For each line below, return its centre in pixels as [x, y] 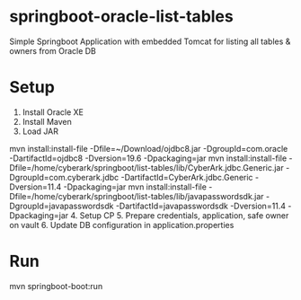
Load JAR [40, 131]
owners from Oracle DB [53, 50]
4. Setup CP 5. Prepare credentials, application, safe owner [180, 215]
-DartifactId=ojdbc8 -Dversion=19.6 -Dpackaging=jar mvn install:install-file [148, 158]
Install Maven [47, 121]
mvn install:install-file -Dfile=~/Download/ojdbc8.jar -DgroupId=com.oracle [149, 148]
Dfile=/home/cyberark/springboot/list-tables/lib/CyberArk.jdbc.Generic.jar [147, 167]
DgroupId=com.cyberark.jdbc [64, 177]
